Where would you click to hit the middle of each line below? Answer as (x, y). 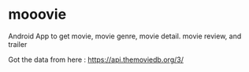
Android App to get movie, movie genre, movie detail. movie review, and (125, 36)
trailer (18, 44)
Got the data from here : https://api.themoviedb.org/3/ (96, 59)
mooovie (37, 14)
